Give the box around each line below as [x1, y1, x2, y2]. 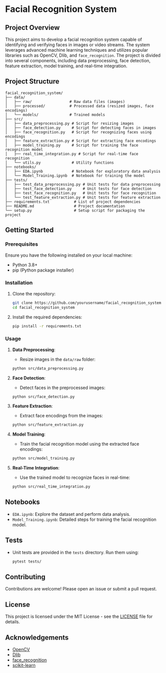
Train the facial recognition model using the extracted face [19, 441, 140, 447]
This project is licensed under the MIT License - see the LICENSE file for [5, 613, 153, 620]
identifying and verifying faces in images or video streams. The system [5, 42, 150, 48]
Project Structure [5, 77, 59, 86]
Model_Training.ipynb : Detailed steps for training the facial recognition [12, 516, 157, 522]
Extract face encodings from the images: [19, 413, 103, 419]
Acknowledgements [5, 633, 69, 642]
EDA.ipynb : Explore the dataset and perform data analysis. [12, 511, 130, 517]
